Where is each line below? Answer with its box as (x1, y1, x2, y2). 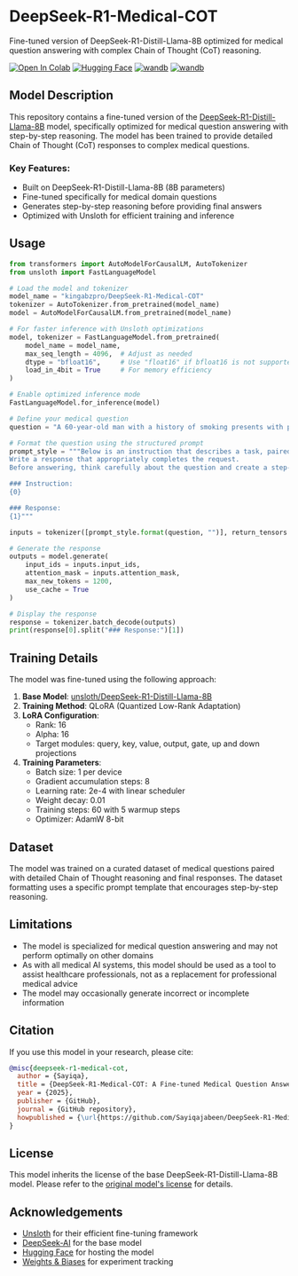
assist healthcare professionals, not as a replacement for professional (21, 969, 278, 980)
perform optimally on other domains (21, 949, 153, 960)
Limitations (9, 917, 73, 933)
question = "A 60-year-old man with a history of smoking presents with (9, 422, 284, 431)
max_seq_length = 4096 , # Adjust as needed (25, 349, 192, 358)
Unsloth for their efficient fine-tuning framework (21, 1228, 199, 1239)
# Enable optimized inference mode (9, 390, 141, 399)
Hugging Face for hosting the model (21, 1247, 154, 1257)
